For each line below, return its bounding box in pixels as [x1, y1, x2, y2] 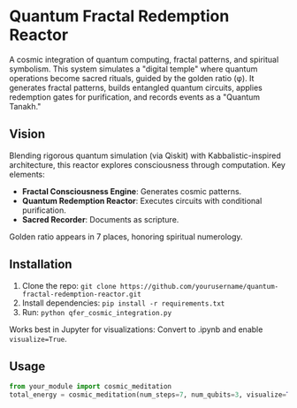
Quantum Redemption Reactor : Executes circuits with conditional [21, 195, 263, 206]
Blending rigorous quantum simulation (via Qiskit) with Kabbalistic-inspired [9, 150, 281, 161]
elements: [9, 169, 46, 179]
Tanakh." [9, 101, 42, 111]
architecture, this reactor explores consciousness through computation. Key [9, 159, 286, 170]
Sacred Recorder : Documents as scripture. [21, 214, 179, 224]
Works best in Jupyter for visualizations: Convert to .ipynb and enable [9, 324, 263, 335]
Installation [9, 257, 72, 272]
